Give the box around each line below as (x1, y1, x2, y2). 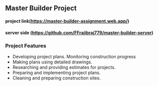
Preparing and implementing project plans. (12, 69, 101, 75)
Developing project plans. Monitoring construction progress (12, 53, 136, 59)
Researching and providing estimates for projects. (12, 64, 116, 70)
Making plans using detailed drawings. (12, 59, 92, 65)
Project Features (5, 42, 47, 49)
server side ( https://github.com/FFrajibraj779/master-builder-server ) (5, 30, 154, 36)
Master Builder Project (5, 4, 77, 13)
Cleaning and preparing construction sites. (12, 75, 101, 81)
